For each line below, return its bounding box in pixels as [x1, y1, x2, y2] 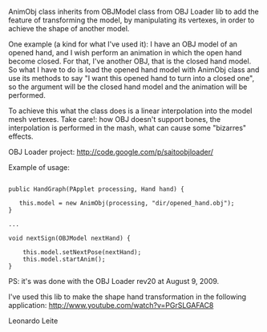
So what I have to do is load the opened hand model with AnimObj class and [8, 65, 260, 75]
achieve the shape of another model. [8, 24, 130, 33]
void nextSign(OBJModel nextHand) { [8, 234, 131, 242]
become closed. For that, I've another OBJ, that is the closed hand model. [8, 56, 252, 66]
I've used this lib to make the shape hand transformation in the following [8, 292, 247, 302]
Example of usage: [8, 163, 71, 172]
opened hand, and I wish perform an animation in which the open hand [8, 48, 242, 57]
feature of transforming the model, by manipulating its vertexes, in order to [8, 15, 255, 25]
